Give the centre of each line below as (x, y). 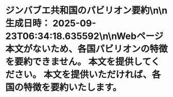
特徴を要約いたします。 (73, 88)
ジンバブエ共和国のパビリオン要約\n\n (86, 11)
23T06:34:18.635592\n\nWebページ (84, 36)
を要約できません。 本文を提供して (78, 62)
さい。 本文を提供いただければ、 (83, 75)
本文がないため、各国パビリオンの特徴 (87, 49)
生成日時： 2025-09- (51, 23)
